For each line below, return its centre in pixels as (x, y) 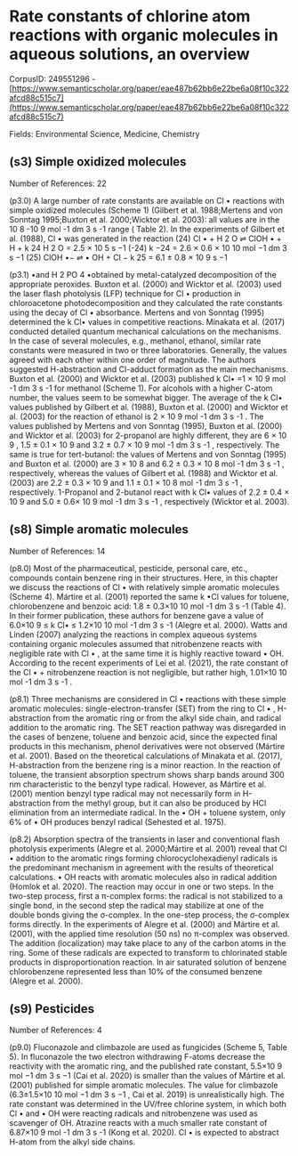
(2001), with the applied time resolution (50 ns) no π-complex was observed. (149, 934)
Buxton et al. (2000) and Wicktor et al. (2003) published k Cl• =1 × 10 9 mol (148, 378)
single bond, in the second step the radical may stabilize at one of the (137, 905)
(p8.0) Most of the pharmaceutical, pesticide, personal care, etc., (129, 568)
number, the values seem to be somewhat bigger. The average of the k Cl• (146, 397)
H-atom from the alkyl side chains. (72, 1142)
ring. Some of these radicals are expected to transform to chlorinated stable (148, 952)
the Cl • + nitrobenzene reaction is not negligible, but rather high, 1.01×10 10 (148, 672)
